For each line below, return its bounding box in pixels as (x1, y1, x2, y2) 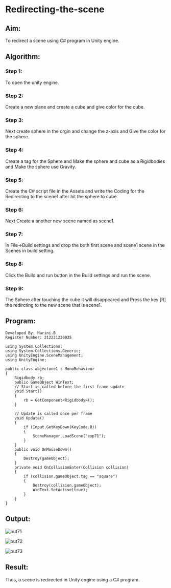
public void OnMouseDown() (14, 447, 72, 452)
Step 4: (5, 146, 24, 154)
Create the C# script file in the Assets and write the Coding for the (5, 188, 144, 194)
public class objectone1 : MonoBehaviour (5, 366, 95, 371)
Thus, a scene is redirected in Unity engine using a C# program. (5, 576, 140, 582)
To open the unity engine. (5, 79, 60, 86)
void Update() (14, 415, 44, 421)
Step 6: (5, 206, 24, 213)
